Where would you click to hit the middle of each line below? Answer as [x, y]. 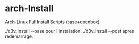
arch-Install [29, 8]
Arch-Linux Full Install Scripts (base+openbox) [52, 22]
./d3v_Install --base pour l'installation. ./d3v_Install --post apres [69, 31]
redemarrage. [19, 36]
